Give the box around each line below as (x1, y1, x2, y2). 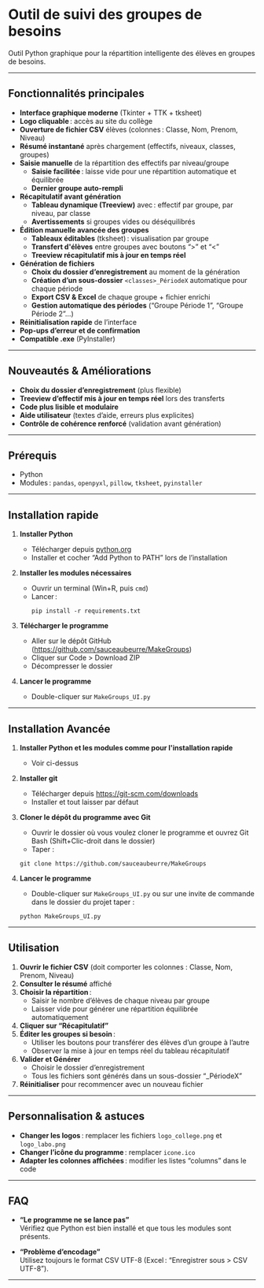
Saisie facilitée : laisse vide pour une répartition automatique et (31, 166, 237, 176)
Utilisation (8, 941, 60, 955)
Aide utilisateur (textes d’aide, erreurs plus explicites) (19, 410, 195, 419)
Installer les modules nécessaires (19, 568, 132, 578)
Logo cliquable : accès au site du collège (19, 116, 153, 125)
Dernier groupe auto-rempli (31, 183, 123, 192)
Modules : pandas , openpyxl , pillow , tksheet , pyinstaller (19, 478, 203, 488)
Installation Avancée (8, 722, 111, 735)
